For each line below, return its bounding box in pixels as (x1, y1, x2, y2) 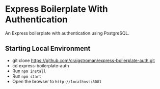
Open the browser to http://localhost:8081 (12, 78, 102, 84)
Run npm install (12, 68, 46, 74)
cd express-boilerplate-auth (12, 62, 70, 68)
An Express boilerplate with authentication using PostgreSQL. (5, 30, 130, 36)
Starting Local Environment (5, 44, 91, 53)
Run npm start (12, 73, 42, 79)
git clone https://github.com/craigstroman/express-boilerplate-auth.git (12, 58, 155, 63)
